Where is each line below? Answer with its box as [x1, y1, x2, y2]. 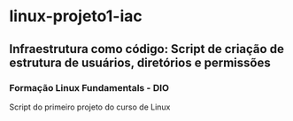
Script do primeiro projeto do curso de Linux [9, 102, 171, 112]
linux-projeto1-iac [9, 6, 143, 26]
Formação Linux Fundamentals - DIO [9, 81, 170, 94]
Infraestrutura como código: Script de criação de [9, 42, 285, 57]
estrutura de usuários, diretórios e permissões [9, 55, 272, 70]
